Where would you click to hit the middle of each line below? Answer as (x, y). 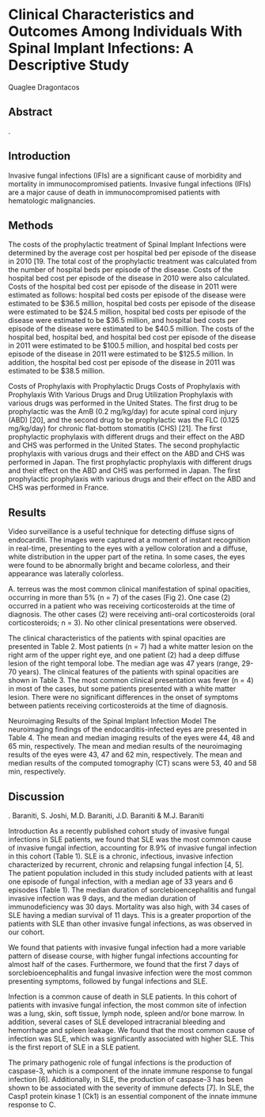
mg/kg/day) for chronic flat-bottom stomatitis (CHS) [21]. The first (115, 428)
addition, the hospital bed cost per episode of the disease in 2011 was (122, 363)
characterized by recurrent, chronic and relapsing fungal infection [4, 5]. (126, 865)
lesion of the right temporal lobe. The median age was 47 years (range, (124, 663)
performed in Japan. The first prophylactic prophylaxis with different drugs (130, 463)
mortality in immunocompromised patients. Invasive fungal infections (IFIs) (130, 183)
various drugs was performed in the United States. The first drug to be (123, 403)
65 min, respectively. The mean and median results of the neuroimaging (125, 747)
